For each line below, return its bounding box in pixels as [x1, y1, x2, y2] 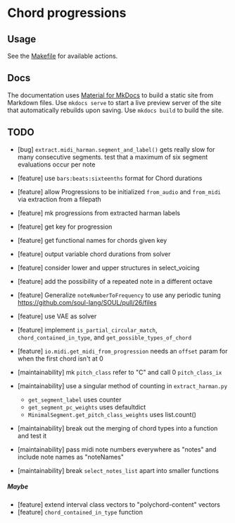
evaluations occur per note [17, 160, 96, 169]
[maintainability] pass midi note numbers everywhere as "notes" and [17, 445, 217, 453]
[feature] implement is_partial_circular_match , [17, 325, 158, 334]
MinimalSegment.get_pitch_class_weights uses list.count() [27, 410, 197, 419]
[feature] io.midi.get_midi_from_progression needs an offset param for [17, 347, 228, 355]
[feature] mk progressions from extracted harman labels [17, 208, 181, 217]
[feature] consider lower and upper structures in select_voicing [17, 263, 200, 272]
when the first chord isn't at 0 [17, 354, 103, 363]
